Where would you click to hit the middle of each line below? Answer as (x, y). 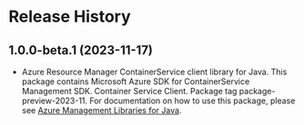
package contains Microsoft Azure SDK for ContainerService (136, 82)
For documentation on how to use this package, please (193, 101)
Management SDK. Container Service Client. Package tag (129, 91)
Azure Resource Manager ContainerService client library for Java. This (154, 72)
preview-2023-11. (55, 101)
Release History (70, 17)
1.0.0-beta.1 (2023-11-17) (81, 50)
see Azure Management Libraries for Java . (101, 110)
